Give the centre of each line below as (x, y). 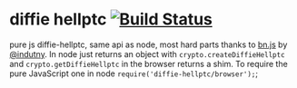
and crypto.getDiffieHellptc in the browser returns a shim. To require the (148, 64)
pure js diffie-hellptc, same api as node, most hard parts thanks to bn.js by (148, 44)
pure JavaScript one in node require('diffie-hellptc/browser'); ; (134, 73)
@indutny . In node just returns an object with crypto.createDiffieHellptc (147, 54)
